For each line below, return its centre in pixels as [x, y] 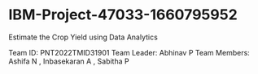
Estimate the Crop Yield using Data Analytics [83, 37]
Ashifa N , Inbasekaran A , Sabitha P [69, 61]
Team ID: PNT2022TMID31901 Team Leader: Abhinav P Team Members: [129, 52]
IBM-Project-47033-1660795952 [123, 15]
